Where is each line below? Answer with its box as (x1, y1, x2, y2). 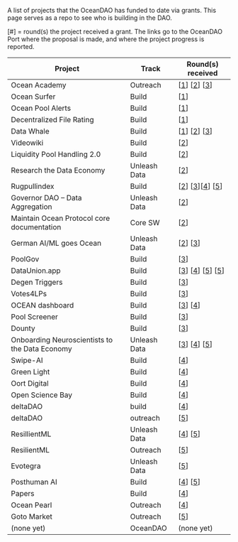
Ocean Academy (11, 80, 67, 90)
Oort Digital (11, 379, 49, 388)
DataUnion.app (11, 266, 61, 276)
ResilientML (11, 445, 50, 455)
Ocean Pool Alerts (11, 103, 72, 113)
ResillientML (11, 429, 52, 439)
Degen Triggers (11, 277, 63, 287)
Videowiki (11, 138, 44, 148)
